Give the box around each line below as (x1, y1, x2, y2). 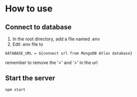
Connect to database (5, 23, 72, 31)
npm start (5, 87, 26, 92)
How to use (5, 3, 53, 14)
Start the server (5, 74, 56, 83)
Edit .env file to (12, 41, 43, 47)
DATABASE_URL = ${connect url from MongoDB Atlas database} (5, 51, 133, 56)
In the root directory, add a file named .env (12, 36, 100, 42)
